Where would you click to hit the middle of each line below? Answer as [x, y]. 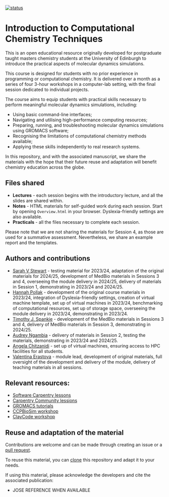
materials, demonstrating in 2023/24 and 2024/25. [65, 340]
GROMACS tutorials [33, 406]
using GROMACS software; [41, 130]
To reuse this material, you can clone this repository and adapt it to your [80, 460]
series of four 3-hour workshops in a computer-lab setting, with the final [80, 84]
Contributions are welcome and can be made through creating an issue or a [84, 445]
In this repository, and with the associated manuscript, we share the [76, 156]
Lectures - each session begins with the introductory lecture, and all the [88, 195]
